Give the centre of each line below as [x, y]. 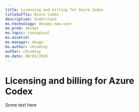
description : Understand [31, 19]
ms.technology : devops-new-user [39, 24]
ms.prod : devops [22, 28]
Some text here [21, 105]
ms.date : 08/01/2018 [27, 56]
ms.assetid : [17, 38]
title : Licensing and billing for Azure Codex [54, 10]
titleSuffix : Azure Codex [32, 14]
